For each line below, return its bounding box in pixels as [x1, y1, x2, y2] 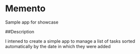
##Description [5, 28, 35, 34]
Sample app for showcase [5, 19, 59, 25]
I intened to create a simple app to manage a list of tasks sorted [5, 38, 136, 44]
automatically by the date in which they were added [5, 43, 111, 49]
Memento [5, 3, 46, 14]
